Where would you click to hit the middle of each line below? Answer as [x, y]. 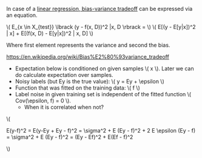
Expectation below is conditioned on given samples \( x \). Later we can [104, 68]
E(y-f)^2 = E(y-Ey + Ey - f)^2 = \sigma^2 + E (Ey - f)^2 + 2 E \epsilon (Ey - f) [101, 130]
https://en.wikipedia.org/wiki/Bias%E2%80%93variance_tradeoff [88, 57]
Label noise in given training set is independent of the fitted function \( [103, 94]
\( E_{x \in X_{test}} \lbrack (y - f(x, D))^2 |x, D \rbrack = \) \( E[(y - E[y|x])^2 [101, 27]
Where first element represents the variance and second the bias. [88, 45]
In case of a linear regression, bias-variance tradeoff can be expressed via [99, 9]
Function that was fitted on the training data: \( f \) [78, 88]
